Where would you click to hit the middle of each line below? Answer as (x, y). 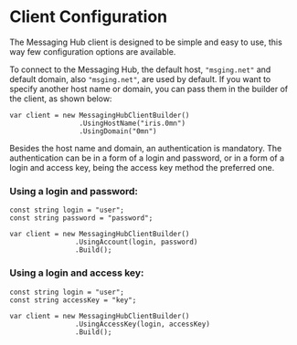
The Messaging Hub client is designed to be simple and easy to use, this (146, 42)
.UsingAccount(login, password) (136, 242)
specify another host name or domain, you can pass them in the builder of (149, 89)
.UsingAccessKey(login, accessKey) (142, 324)
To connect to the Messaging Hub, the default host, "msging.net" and (140, 69)
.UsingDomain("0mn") (118, 131)
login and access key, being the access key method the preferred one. (142, 167)
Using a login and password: (74, 191)
